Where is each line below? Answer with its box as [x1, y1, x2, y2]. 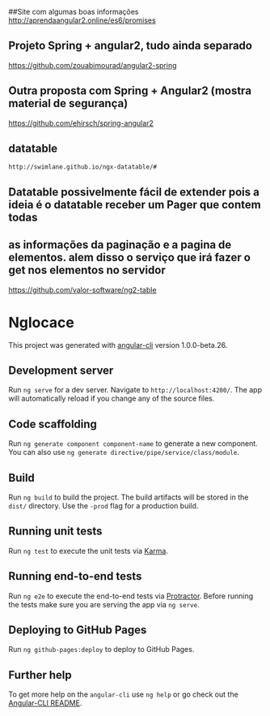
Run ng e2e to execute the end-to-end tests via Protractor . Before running [8, 591, 254, 601]
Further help [8, 668, 73, 682]
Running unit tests [8, 525, 103, 538]
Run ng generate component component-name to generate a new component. [8, 439, 259, 448]
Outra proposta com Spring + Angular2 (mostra [8, 84, 252, 98]
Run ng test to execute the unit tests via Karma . [8, 546, 168, 555]
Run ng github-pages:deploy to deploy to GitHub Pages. [8, 645, 195, 654]
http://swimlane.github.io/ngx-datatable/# [8, 163, 158, 171]
